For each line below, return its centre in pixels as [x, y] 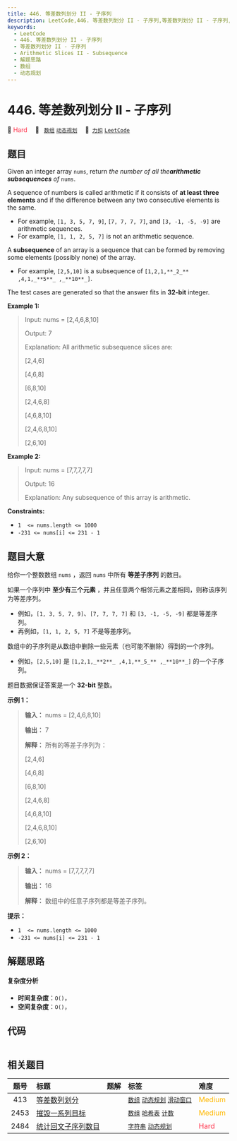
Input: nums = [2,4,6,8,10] [62, 320]
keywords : [22, 27]
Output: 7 [38, 333]
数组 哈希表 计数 [151, 1113]
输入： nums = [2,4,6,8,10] [62, 715]
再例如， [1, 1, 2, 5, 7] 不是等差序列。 [76, 631]
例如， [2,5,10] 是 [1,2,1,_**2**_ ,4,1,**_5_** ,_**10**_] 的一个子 [117, 662]
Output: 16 [39, 484]
